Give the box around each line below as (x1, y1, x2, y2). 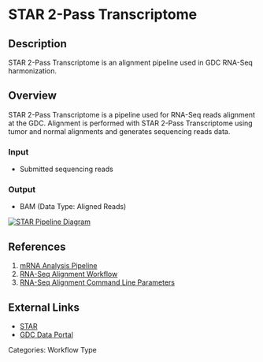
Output (8, 184, 36, 195)
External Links (8, 300, 80, 314)
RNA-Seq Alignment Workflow (19, 270, 118, 279)
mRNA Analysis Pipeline (19, 261, 98, 271)
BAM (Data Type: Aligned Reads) (19, 202, 127, 211)
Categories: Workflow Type (8, 345, 97, 355)
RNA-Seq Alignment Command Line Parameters (19, 278, 176, 287)
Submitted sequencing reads (19, 164, 114, 174)
